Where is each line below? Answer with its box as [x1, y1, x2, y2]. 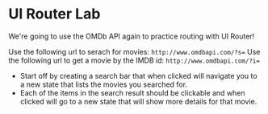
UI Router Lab [8, 5, 101, 23]
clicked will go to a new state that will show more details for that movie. [19, 96, 258, 106]
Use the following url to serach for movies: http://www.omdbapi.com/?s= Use [8, 47, 261, 56]
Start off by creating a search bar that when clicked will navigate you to [19, 71, 258, 80]
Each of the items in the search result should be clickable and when [19, 88, 245, 97]
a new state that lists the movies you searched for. [19, 79, 188, 89]
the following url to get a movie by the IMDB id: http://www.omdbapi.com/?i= [8, 55, 261, 65]
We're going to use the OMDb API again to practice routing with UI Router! [8, 31, 255, 41]
